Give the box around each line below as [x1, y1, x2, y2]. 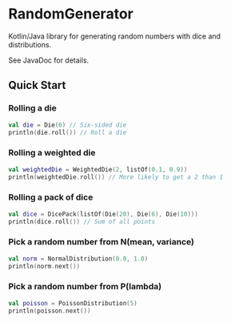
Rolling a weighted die [8, 147, 96, 159]
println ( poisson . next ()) [8, 306, 91, 315]
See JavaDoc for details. [8, 55, 90, 65]
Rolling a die [8, 103, 58, 114]
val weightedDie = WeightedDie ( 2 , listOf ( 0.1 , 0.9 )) [8, 165, 188, 173]
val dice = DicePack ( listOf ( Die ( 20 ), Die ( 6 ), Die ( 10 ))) [8, 210, 198, 218]
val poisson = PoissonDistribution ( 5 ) [8, 299, 137, 307]
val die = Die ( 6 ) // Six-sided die [8, 121, 127, 129]
